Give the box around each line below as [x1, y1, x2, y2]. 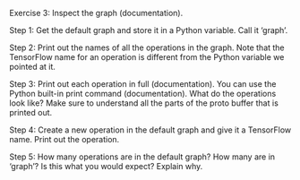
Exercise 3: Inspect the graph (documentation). [9, 8, 184, 18]
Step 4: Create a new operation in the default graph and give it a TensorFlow [9, 124, 292, 135]
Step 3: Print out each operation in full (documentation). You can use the [9, 79, 277, 89]
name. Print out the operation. [9, 134, 120, 144]
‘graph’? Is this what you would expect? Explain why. [9, 161, 203, 171]
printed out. [9, 107, 53, 117]
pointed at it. [9, 62, 56, 72]
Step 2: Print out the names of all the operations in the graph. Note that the [9, 42, 285, 53]
